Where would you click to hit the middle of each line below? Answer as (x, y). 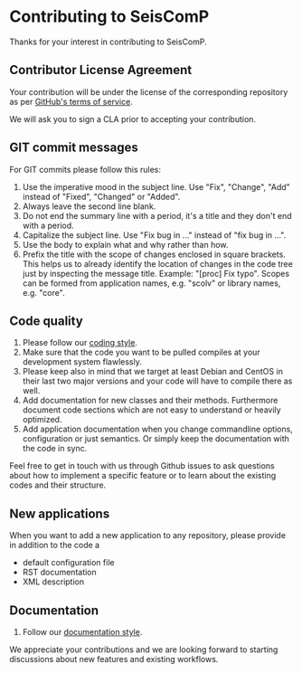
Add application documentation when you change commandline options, (158, 429)
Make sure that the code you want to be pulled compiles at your (141, 352)
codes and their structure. (58, 485)
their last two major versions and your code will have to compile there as (157, 381)
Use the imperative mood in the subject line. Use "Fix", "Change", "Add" (156, 186)
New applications (60, 513)
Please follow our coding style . (80, 343)
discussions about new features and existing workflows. (114, 659)
